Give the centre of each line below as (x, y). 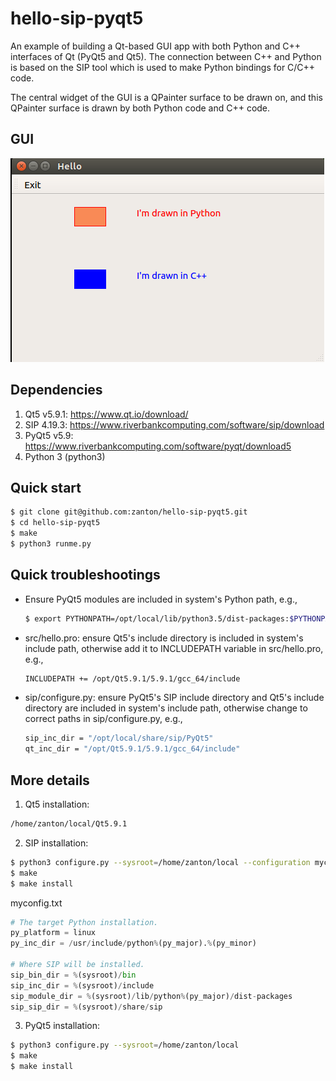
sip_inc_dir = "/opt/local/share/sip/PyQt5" (119, 738)
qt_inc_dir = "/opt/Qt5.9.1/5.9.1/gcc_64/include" (132, 749)
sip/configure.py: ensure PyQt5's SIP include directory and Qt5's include (174, 698)
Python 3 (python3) (65, 456)
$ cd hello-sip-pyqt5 (55, 523)
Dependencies (56, 390)
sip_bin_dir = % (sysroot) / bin (73, 975)
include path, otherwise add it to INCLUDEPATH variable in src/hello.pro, (174, 648)
